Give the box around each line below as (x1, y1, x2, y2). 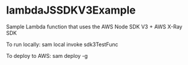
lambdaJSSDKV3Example (6, 4, 136, 17)
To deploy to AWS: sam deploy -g (6, 52, 88, 59)
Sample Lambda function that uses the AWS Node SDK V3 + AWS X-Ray (6, 23, 183, 30)
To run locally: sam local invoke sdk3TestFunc (6, 41, 118, 48)
